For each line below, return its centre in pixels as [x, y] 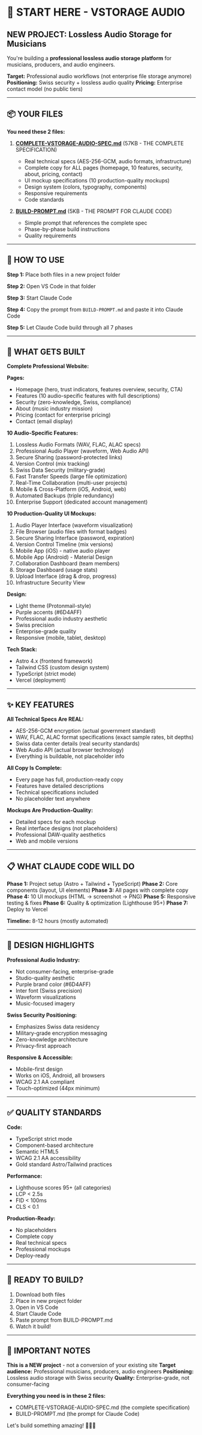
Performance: [25, 1176]
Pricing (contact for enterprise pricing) [63, 415]
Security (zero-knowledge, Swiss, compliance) [73, 402]
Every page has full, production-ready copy [69, 780]
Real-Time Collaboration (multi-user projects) [71, 483]
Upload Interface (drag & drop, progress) [66, 576]
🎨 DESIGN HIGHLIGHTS [51, 946]
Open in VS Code [37, 1307]
